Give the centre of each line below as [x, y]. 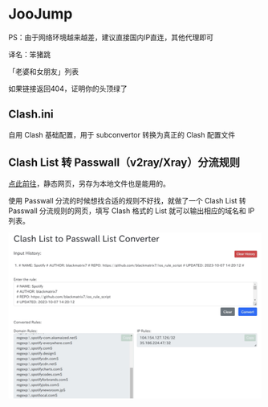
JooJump [41, 14]
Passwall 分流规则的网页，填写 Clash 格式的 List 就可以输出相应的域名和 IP [132, 211]
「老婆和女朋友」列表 [43, 71]
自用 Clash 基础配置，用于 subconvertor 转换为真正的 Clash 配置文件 [122, 134]
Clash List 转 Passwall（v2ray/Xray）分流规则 [124, 163]
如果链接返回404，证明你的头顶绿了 [68, 88]
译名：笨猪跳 [29, 54]
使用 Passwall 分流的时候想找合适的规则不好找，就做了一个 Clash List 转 [127, 200]
